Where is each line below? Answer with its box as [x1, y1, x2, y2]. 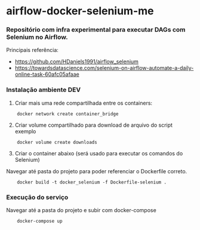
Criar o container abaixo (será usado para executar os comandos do [14, 149, 183, 157]
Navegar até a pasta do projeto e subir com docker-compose [6, 207, 156, 214]
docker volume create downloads [17, 139, 97, 145]
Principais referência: [6, 47, 59, 54]
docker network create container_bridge [17, 111, 119, 117]
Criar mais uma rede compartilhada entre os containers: [14, 99, 153, 106]
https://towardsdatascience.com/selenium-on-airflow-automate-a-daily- [14, 65, 194, 72]
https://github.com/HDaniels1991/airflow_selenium [14, 58, 139, 65]
